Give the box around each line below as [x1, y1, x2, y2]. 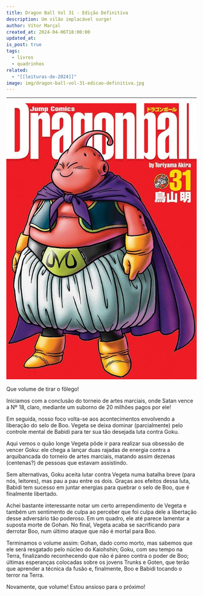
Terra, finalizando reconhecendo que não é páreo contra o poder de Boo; [6, 552, 189, 559]
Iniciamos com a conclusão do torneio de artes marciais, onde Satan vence [6, 397, 193, 404]
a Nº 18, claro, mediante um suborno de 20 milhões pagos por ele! [6, 403, 171, 411]
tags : [6, 48, 20, 54]
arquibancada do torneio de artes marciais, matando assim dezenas [6, 453, 175, 460]
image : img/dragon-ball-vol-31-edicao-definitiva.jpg [6, 80, 145, 86]
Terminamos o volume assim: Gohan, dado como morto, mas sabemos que [6, 539, 193, 546]
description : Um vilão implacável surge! [6, 16, 112, 22]
